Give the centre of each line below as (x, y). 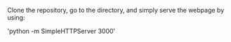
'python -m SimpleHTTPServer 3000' (61, 31)
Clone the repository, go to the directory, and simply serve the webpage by (116, 10)
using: (16, 17)
